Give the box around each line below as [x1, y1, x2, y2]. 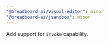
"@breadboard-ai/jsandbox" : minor [6, 14, 91, 20]
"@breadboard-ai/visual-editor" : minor [6, 8, 104, 15]
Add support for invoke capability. [6, 30, 88, 37]
